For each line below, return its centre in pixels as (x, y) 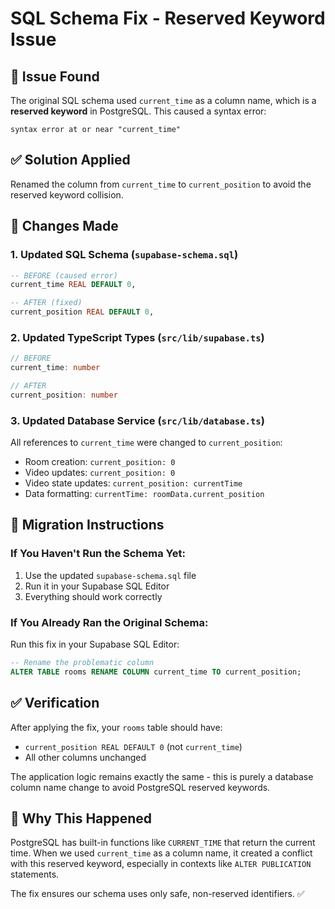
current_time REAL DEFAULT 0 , (73, 285)
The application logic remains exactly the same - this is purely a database (162, 776)
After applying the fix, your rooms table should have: (116, 727)
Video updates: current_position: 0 (100, 473)
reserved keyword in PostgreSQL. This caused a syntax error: (138, 111)
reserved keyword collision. (67, 194)
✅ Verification (55, 703)
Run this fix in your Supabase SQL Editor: (95, 644)
